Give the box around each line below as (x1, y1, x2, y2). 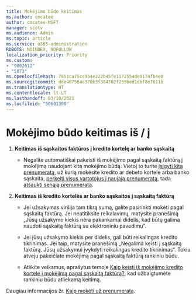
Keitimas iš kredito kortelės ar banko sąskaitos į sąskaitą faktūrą (14, 193, 174, 200)
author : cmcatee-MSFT (6, 19, 59, 25)
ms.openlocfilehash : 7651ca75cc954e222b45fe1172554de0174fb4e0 (6, 74, 164, 79)
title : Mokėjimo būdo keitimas (6, 8, 82, 15)
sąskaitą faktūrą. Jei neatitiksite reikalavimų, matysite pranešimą (23, 210, 179, 217)
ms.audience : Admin (6, 30, 54, 36)
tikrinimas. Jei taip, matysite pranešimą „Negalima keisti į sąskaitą (23, 240, 182, 247)
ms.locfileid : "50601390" (6, 100, 69, 107)
